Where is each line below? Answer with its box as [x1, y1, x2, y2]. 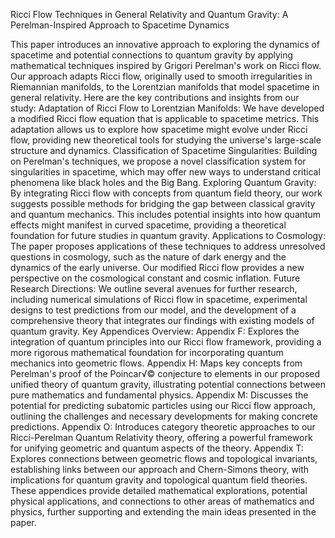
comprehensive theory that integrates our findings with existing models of [10, 315, 315, 326]
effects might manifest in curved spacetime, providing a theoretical [10, 219, 287, 231]
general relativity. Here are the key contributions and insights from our [10, 92, 300, 103]
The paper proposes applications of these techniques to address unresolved [10, 240, 326, 252]
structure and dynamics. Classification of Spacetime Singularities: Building [10, 145, 318, 156]
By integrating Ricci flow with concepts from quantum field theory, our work [10, 187, 323, 199]
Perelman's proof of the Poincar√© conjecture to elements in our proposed [10, 368, 321, 379]
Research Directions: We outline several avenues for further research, [10, 283, 298, 294]
